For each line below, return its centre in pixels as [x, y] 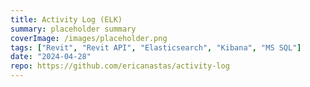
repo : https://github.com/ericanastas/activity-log [120, 66]
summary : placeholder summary [73, 29]
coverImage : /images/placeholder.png [89, 38]
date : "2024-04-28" [51, 57]
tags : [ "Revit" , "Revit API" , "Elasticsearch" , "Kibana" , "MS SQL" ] [156, 47]
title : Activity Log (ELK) [66, 19]
